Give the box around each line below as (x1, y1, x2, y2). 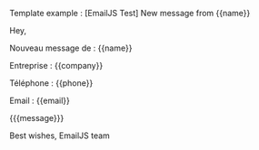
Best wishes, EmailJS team (9, 130, 111, 141)
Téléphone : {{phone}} (9, 78, 94, 89)
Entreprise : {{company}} (9, 61, 104, 70)
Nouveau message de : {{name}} (9, 42, 133, 53)
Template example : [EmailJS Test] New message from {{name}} (9, 8, 251, 18)
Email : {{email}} (9, 95, 71, 106)
